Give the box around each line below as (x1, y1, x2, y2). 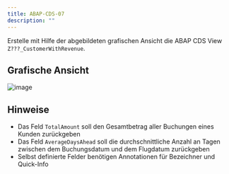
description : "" (7, 17, 55, 24)
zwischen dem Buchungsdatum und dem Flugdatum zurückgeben (17, 145, 210, 153)
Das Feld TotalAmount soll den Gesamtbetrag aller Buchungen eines (17, 122, 214, 131)
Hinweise (7, 103, 49, 115)
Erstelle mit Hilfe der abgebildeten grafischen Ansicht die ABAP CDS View (7, 36, 223, 45)
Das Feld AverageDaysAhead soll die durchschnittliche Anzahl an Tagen (17, 137, 221, 146)
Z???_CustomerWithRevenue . (7, 44, 86, 52)
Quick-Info (17, 160, 49, 168)
